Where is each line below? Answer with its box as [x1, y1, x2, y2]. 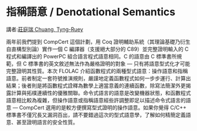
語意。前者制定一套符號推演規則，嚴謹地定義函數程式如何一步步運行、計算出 [6, 74, 191, 82]
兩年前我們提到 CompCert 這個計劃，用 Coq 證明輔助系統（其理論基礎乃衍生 [6, 38, 191, 45]
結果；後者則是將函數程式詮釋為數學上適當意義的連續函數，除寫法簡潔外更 [6, 82, 186, 89]
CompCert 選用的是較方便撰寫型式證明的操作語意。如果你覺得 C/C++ [19, 104, 186, 111]
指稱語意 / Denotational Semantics [6, 5, 176, 19]
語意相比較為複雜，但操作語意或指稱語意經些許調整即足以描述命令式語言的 [6, 96, 186, 104]
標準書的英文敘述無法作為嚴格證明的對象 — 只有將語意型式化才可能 [28, 60, 191, 67]
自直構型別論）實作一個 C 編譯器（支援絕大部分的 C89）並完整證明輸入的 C [6, 45, 189, 53]
